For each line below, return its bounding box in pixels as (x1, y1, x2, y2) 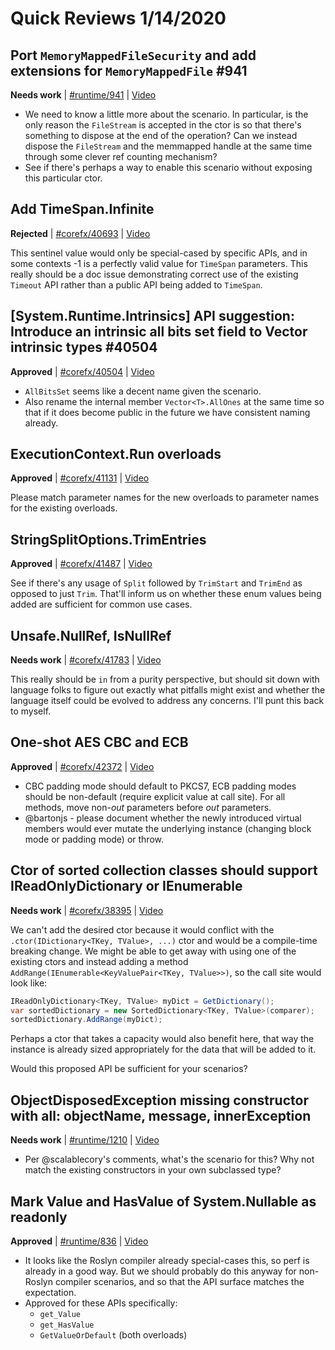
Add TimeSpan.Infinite (10, 201, 155, 218)
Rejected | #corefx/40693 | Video (10, 227, 151, 239)
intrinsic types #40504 (10, 339, 158, 356)
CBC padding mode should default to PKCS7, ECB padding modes (24, 780, 297, 792)
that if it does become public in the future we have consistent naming (24, 406, 311, 418)
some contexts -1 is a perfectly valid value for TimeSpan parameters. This (10, 257, 308, 269)
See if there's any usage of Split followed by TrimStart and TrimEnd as (10, 577, 303, 589)
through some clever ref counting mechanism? (24, 151, 218, 162)
